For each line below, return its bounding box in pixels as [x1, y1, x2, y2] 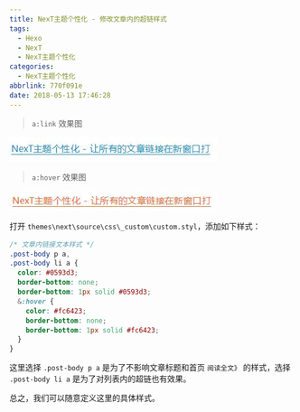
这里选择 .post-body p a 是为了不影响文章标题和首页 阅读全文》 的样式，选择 [9, 362, 291, 373]
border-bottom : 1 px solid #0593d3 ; [17, 287, 152, 296]
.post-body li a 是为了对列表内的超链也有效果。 [9, 373, 192, 384]
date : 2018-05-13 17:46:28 [9, 90, 111, 99]
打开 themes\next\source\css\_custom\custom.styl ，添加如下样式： [9, 220, 261, 231]
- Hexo [17, 33, 42, 42]
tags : [9, 23, 30, 33]
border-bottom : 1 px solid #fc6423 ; [25, 325, 160, 334]
